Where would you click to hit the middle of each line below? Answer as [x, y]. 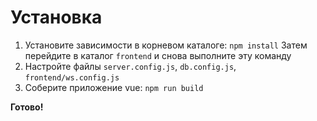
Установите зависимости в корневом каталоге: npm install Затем [166, 45]
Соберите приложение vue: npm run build [114, 87]
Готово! [27, 107]
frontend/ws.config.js [72, 77]
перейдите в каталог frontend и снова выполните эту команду [158, 55]
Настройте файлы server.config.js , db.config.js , [130, 66]
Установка [56, 17]
